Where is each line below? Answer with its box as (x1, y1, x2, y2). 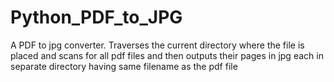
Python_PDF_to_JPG (10, 6, 183, 29)
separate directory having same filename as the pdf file (10, 60, 238, 72)
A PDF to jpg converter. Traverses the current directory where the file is (10, 39, 305, 51)
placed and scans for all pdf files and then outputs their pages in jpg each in (10, 49, 324, 61)
